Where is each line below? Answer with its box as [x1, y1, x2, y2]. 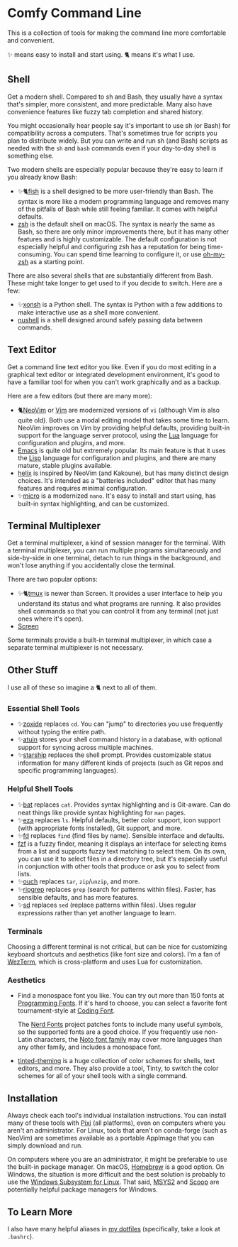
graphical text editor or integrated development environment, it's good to [7, 370, 220, 379]
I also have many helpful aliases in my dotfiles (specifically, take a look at [7, 1225, 221, 1233]
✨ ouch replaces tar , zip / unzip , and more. [17, 877, 140, 886]
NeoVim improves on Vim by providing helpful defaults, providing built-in [17, 423, 230, 432]
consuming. [17, 250, 52, 258]
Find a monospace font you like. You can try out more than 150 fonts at [17, 991, 225, 1000]
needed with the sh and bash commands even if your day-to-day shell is [7, 143, 217, 152]
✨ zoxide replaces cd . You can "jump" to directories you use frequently [17, 719, 223, 729]
